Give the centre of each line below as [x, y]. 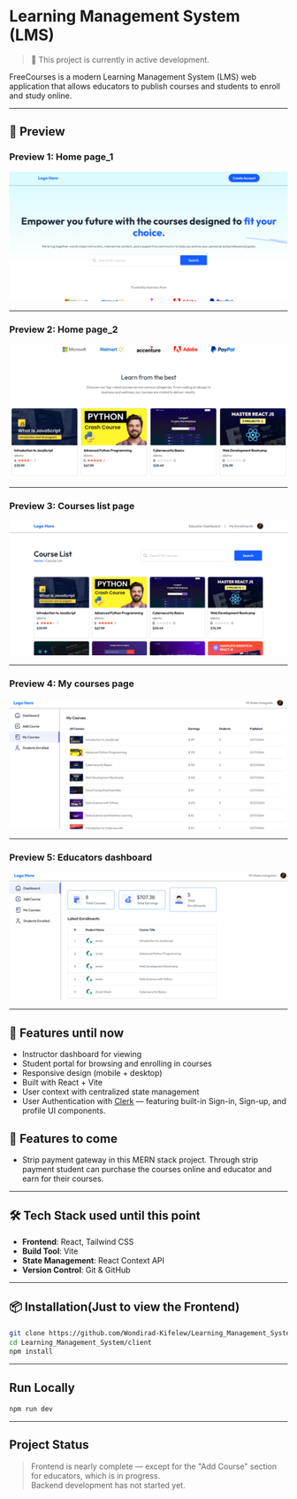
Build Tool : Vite [50, 1251]
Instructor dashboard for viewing [82, 1055]
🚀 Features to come [63, 1138]
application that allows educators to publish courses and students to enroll [145, 86]
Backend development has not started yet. [108, 1485]
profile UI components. [64, 1111]
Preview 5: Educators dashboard [81, 857]
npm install [31, 1352]
